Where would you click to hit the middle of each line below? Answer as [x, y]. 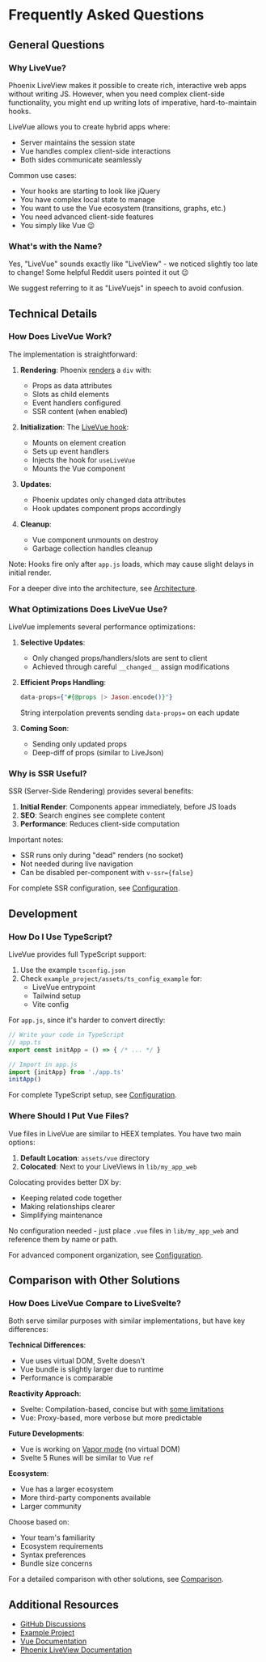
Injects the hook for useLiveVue [84, 459]
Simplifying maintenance [61, 1215]
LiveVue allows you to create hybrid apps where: [90, 126]
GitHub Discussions [53, 1624]
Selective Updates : [53, 643]
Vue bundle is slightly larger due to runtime [92, 1369]
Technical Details [53, 313]
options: [22, 1142]
